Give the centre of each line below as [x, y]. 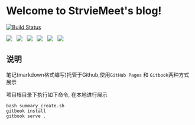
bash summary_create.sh [35, 106]
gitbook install [26, 111]
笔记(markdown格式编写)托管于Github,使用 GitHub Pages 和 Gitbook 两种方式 [98, 74]
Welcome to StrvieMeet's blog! [84, 11]
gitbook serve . [26, 116]
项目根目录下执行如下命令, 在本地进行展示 [57, 94]
